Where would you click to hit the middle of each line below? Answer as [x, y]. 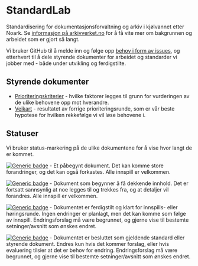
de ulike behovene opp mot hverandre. [62, 102]
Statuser [22, 134]
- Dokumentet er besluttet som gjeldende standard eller [117, 238]
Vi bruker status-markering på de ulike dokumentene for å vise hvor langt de [99, 148]
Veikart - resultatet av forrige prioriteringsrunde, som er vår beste [95, 108]
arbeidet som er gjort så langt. [43, 39]
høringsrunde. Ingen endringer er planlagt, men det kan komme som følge [96, 213]
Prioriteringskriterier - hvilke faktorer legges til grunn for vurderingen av [102, 96]
